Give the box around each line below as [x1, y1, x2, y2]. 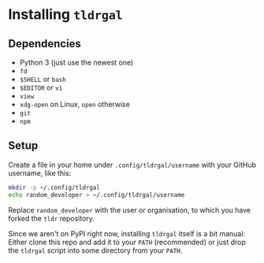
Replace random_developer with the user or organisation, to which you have [8, 205, 251, 214]
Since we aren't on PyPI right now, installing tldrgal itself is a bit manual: [8, 228, 246, 238]
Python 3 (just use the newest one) [19, 57, 134, 67]
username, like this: [8, 168, 72, 178]
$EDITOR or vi [19, 83, 63, 92]
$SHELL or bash [19, 75, 66, 83]
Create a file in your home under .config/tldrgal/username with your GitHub [8, 160, 256, 169]
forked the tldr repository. [8, 213, 95, 223]
